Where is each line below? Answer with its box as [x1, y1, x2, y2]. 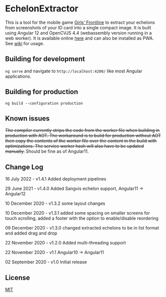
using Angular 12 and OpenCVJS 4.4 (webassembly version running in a [5, 30, 152, 36]
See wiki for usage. [5, 40, 45, 46]
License [5, 273, 30, 282]
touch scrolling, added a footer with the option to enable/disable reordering [5, 215, 159, 221]
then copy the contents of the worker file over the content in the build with [5, 138, 157, 144]
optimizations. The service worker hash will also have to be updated [5, 143, 144, 149]
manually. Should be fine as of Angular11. [5, 148, 89, 154]
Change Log [5, 163, 44, 171]
